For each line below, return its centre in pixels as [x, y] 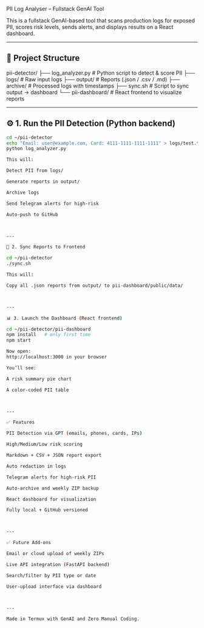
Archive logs [23, 193]
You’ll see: [21, 368]
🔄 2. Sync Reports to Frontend [46, 247]
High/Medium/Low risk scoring [45, 445]
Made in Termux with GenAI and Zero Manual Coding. [73, 619]
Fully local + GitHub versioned [47, 510]
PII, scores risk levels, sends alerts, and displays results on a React [90, 27]
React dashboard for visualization [51, 499]
